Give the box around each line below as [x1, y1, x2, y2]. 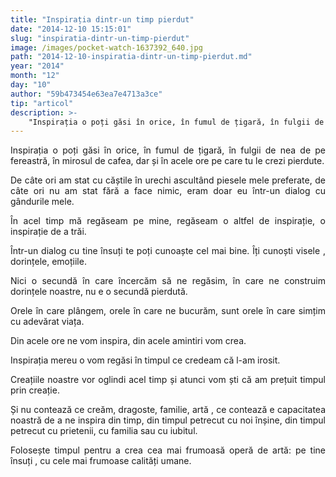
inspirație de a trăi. [10, 226, 87, 238]
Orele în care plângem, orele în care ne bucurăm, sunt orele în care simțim [10, 305, 326, 317]
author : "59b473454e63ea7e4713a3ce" [10, 89, 163, 99]
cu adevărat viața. [10, 316, 85, 328]
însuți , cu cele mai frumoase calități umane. [10, 455, 192, 467]
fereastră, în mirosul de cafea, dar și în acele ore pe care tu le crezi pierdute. [10, 155, 325, 167]
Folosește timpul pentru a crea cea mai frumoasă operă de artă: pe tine [10, 444, 326, 456]
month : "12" [10, 71, 60, 81]
